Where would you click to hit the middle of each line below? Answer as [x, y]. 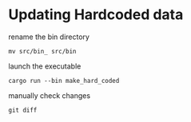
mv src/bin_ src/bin [43, 51]
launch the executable [45, 66]
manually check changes [49, 95]
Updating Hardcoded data [96, 15]
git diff [23, 110]
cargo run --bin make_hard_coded [64, 81]
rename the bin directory [49, 37]
